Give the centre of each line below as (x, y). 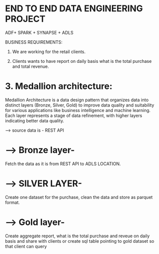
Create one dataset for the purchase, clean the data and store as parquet (79, 197)
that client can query (26, 246)
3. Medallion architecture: (59, 86)
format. (13, 202)
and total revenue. (30, 66)
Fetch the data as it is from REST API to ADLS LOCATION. (63, 164)
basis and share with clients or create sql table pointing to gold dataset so (80, 241)
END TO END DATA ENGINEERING (74, 9)
